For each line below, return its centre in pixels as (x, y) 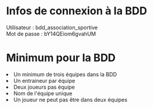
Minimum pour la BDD (61, 58)
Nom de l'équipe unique (43, 93)
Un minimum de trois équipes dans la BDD (65, 74)
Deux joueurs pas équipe (45, 87)
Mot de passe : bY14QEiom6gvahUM (51, 33)
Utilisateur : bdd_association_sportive (52, 27)
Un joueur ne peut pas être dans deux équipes (71, 99)
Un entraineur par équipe (45, 80)
